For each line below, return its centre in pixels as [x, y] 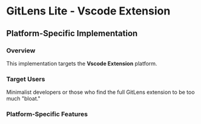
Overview [21, 51]
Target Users [26, 79]
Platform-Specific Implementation [72, 33]
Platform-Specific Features [47, 114]
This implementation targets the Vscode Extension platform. [82, 63]
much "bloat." [23, 99]
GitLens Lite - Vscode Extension [88, 11]
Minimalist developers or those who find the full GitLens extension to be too [100, 92]
